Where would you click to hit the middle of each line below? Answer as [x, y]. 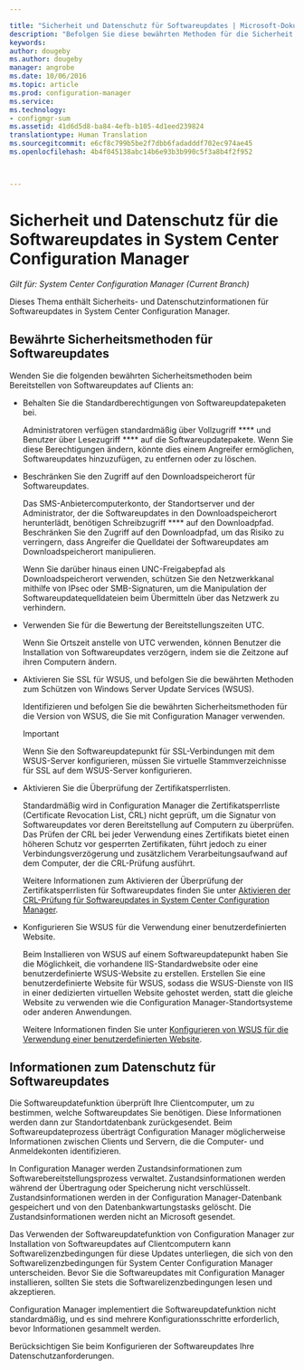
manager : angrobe [42, 68]
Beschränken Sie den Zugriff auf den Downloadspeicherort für [139, 476]
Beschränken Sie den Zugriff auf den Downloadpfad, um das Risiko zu [153, 532]
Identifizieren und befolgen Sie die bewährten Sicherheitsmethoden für [155, 706]
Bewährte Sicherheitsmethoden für [111, 340]
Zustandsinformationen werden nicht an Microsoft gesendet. [122, 1217]
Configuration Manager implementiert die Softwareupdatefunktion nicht [143, 1309]
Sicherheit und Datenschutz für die [144, 220]
